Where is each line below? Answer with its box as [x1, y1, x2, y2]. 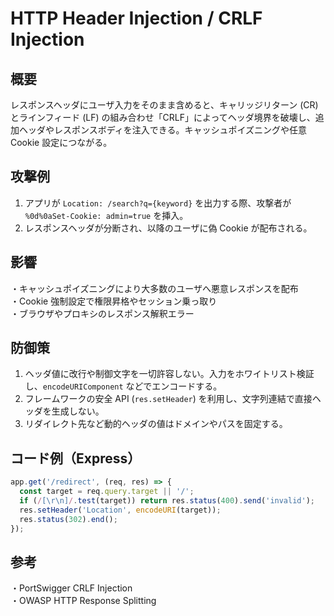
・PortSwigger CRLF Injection [10, 582, 133, 594]
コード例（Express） [10, 450, 142, 467]
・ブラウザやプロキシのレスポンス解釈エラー [10, 307, 195, 319]
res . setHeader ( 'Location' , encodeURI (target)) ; [19, 505, 222, 515]
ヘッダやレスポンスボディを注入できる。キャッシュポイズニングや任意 [18, 124, 308, 136]
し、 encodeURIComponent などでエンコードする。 [24, 380, 223, 392]
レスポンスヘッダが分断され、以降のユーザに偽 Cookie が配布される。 [24, 222, 313, 234]
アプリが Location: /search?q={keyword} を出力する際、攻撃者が [24, 197, 292, 209]
